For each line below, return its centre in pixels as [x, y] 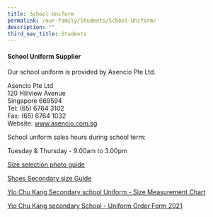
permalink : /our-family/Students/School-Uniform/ [82, 21]
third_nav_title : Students [47, 34]
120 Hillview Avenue [36, 94]
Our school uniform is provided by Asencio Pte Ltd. [82, 72]
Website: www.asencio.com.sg [52, 123]
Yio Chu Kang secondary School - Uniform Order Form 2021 [95, 206]
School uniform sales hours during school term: [77, 137]
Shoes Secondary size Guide [50, 179]
